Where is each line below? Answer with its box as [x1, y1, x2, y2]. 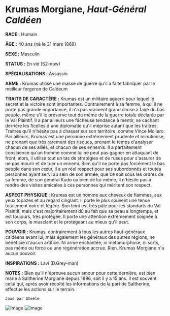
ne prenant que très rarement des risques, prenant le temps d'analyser [5, 139, 153, 145]
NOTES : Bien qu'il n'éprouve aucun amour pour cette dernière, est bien [5, 270, 156, 276]
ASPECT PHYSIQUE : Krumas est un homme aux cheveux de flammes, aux [5, 192, 162, 198]
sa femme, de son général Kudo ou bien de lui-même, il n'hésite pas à [5, 176, 151, 182]
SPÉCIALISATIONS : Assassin [5, 70, 68, 77]
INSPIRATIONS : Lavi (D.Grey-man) [5, 260, 79, 266]
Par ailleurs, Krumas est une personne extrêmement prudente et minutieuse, [5, 133, 165, 139]
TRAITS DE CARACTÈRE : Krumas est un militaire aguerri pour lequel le [5, 96, 155, 102]
